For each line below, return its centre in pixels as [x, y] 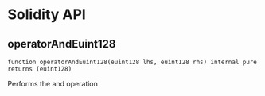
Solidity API [47, 15]
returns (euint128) [40, 69]
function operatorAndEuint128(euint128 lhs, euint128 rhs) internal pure [132, 62]
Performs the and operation [53, 84]
